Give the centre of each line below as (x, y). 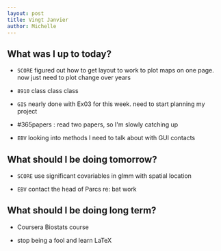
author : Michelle (32, 26)
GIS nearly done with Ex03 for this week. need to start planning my (111, 104)
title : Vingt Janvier (38, 20)
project (27, 111)
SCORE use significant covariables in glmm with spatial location (104, 176)
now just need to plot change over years (74, 78)
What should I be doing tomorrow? (82, 159)
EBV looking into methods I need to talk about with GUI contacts (106, 138)
